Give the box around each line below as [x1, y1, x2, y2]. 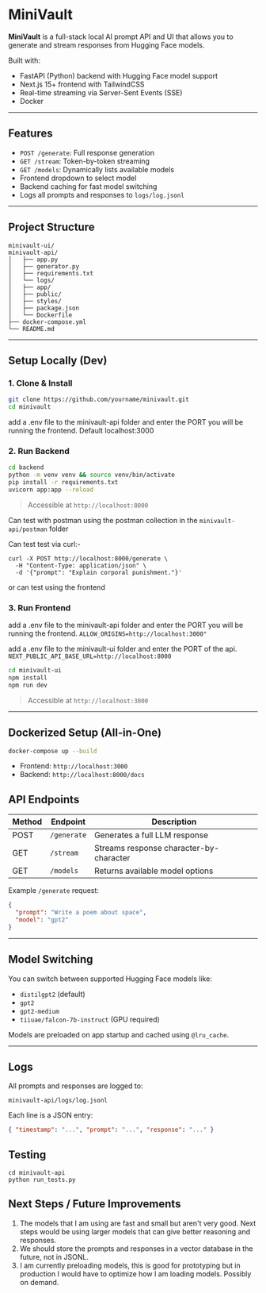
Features [8, 127, 53, 140]
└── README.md [8, 325, 55, 333]
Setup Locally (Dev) [8, 353, 108, 367]
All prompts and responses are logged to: [8, 1081, 143, 1091]
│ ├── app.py [8, 256, 59, 264]
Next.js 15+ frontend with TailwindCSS [19, 79, 145, 89]
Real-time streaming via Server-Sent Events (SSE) [19, 87, 183, 97]
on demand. [19, 1277, 59, 1287]
